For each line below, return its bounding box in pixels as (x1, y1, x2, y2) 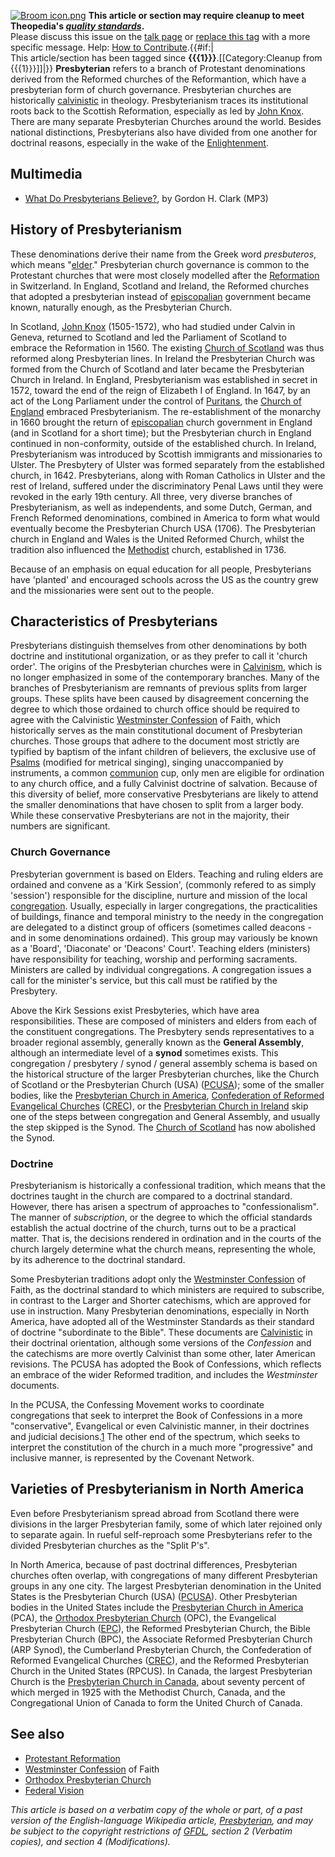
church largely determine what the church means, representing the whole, (10, 1243, 317, 1255)
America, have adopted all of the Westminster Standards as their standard (10, 1316, 315, 1328)
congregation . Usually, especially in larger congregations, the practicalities (10, 900, 318, 912)
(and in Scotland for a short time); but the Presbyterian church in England (10, 426, 312, 439)
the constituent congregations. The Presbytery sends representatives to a (10, 1025, 315, 1037)
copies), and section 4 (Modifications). (10, 1835, 171, 1847)
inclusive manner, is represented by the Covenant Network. (10, 1452, 255, 1464)
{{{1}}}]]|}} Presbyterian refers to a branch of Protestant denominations (10, 63, 306, 74)
